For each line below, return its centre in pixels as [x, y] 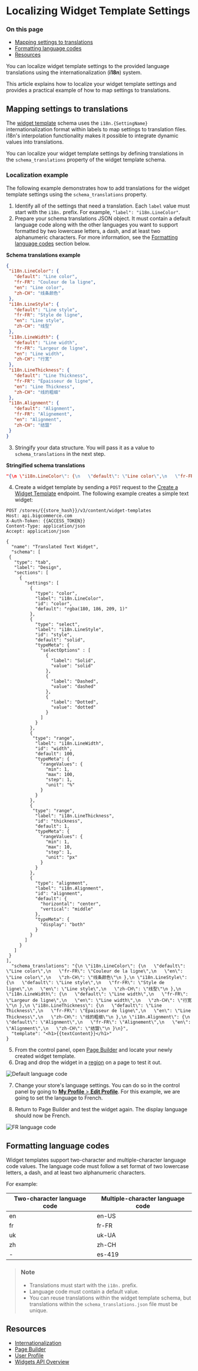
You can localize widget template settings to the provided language [88, 66]
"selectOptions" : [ [66, 651]
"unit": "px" [62, 858]
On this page [25, 30]
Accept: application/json [38, 531]
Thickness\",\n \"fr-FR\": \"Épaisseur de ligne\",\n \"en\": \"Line [99, 1011]
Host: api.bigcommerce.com [39, 516]
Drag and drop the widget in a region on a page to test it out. [88, 1062]
